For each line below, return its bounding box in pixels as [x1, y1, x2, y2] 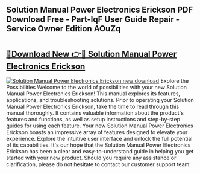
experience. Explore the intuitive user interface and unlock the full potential [6, 135, 193, 142]
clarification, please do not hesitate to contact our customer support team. [6, 161, 191, 168]
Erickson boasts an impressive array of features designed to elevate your [6, 129, 188, 135]
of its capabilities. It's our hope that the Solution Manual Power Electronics [6, 141, 191, 149]
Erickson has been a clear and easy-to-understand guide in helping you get [6, 148, 194, 155]
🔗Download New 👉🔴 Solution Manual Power [6, 48, 177, 59]
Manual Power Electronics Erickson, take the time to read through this [6, 103, 180, 110]
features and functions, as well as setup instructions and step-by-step [6, 116, 181, 123]
